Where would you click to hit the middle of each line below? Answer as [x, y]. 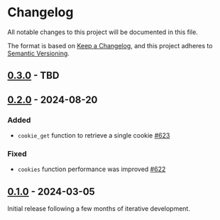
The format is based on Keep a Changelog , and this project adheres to [110, 45]
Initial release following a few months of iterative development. [99, 209]
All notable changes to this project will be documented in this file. [103, 32]
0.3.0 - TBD [33, 76]
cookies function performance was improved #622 [92, 169]
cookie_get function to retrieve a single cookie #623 [94, 136]
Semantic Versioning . [38, 53]
